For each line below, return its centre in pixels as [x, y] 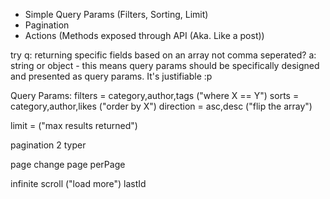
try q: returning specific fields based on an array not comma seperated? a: [163, 55]
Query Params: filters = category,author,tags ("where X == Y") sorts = [155, 95]
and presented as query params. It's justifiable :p [111, 76]
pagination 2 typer [48, 145]
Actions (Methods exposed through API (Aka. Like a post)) [144, 35]
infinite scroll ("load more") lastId [78, 183]
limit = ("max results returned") [74, 125]
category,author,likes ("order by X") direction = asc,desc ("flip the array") [161, 106]
